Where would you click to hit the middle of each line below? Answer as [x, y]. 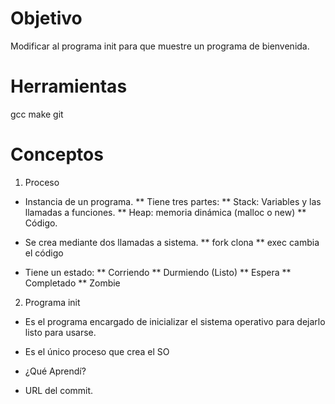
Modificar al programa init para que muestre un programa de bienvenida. [160, 46]
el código [44, 253]
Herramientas [69, 86]
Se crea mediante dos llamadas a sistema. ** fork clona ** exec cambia [172, 242]
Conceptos [57, 154]
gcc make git [37, 114]
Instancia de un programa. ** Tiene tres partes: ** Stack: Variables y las [173, 201]
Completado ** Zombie [72, 283]
